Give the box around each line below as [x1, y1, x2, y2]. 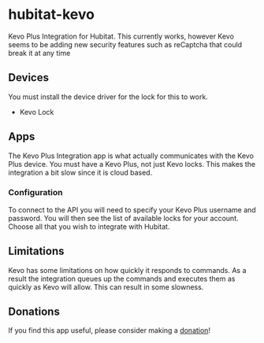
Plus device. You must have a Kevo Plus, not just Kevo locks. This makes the [8, 159, 256, 168]
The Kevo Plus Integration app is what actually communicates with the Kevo [8, 151, 255, 160]
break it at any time [8, 48, 71, 57]
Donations [8, 305, 61, 319]
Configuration [8, 187, 63, 198]
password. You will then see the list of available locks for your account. [8, 213, 239, 223]
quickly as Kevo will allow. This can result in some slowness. [8, 282, 204, 292]
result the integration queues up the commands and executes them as [8, 274, 236, 283]
